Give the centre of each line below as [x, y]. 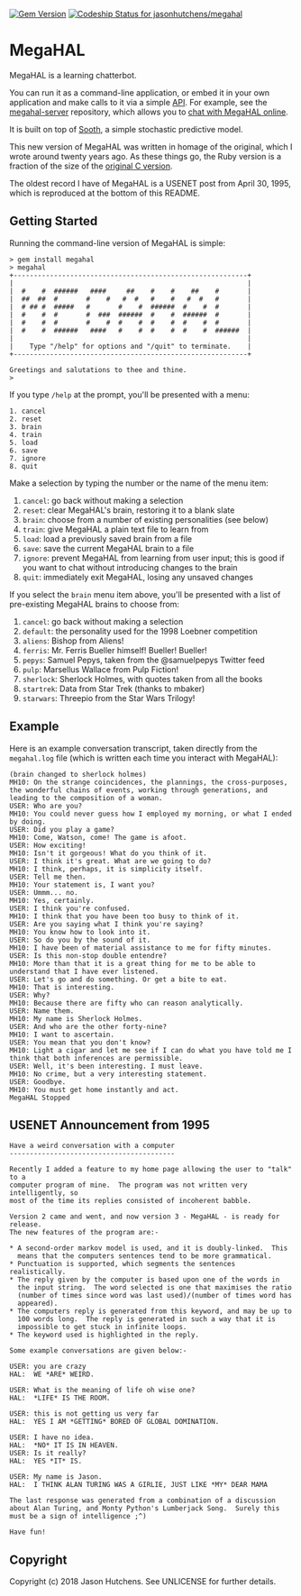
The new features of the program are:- [84, 1233]
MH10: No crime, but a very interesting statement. [108, 1074]
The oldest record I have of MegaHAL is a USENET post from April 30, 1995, [150, 183]
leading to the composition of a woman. [87, 798]
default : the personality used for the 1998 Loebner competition [140, 631]
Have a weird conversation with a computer [92, 1146]
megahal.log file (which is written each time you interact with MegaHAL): [144, 758]
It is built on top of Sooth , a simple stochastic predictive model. [126, 129]
